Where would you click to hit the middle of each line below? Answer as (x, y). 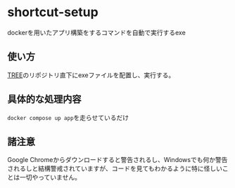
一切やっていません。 (50, 177)
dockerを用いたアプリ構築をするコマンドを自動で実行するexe (97, 32)
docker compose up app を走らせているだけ (68, 117)
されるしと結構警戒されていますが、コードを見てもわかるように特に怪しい (115, 168)
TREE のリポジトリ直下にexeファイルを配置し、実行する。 (91, 75)
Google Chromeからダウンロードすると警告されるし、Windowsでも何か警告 (118, 160)
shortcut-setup (53, 12)
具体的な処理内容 (44, 99)
